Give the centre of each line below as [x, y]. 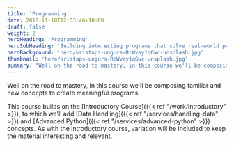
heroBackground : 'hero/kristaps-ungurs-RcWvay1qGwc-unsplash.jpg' [106, 53]
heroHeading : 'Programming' [48, 40]
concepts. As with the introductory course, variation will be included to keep [117, 128]
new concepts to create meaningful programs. [74, 93]
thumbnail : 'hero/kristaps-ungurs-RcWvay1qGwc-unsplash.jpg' [98, 59]
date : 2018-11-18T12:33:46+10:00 [56, 20]
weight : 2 [22, 33]
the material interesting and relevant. [60, 136]
